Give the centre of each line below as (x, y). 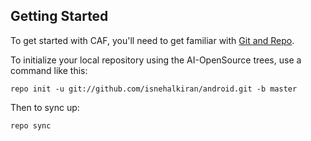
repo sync (31, 125)
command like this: (49, 70)
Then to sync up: (45, 107)
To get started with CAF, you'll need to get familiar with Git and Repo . (152, 40)
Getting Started (59, 16)
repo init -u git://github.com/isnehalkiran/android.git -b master (154, 89)
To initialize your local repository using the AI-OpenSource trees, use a (156, 60)
